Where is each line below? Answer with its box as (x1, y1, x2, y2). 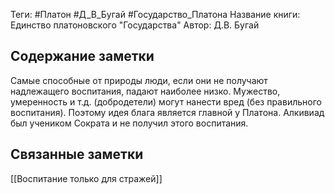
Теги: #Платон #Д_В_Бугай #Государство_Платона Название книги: (10, 9, 301, 20)
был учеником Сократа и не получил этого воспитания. (10, 117, 249, 129)
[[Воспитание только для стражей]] (10, 172, 163, 184)
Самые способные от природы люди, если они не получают (10, 74, 268, 86)
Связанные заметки (10, 146, 144, 163)
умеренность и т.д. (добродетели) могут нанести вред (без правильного (10, 95, 322, 108)
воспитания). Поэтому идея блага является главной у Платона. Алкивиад (10, 106, 325, 118)
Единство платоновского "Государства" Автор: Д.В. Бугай (10, 19, 260, 31)
